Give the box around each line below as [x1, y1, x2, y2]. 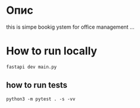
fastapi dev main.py [6, 64, 58, 70]
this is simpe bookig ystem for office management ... [6, 23, 135, 30]
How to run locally [6, 44, 97, 58]
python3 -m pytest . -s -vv [6, 96, 76, 102]
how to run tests [6, 80, 68, 90]
